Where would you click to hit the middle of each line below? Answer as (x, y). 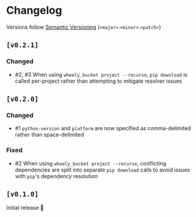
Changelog (34, 10)
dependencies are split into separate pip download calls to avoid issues (102, 170)
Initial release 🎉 (25, 208)
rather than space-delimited (49, 135)
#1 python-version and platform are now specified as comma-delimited (103, 128)
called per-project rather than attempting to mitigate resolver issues (98, 81)
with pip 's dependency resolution (56, 176)
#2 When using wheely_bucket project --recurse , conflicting (91, 163)
